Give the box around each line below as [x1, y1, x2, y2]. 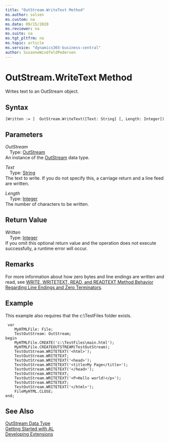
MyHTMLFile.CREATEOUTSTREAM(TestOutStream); [14, 344, 110, 350]
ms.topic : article [5, 41, 44, 46]
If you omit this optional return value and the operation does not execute [5, 240, 156, 246]
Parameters [5, 130, 43, 139]
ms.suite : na [5, 31, 33, 36]
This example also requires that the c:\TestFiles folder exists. [5, 312, 132, 318]
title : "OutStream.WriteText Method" [5, 7, 85, 13]
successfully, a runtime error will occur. [5, 245, 88, 251]
